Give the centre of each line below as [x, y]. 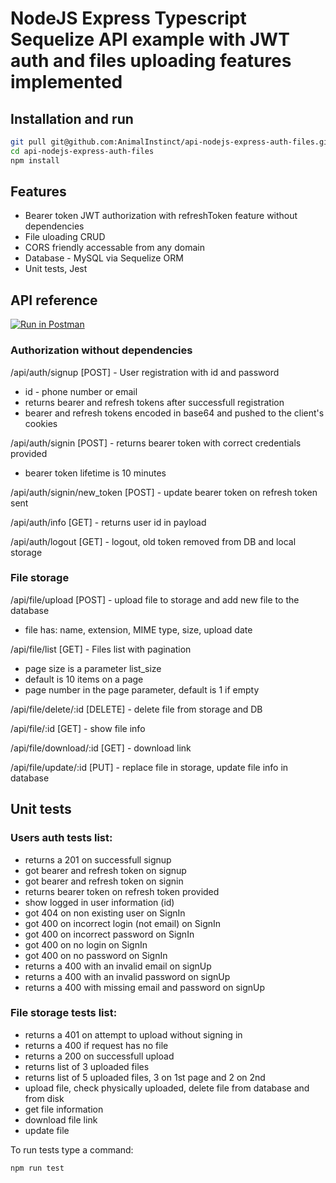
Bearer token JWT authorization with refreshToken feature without [161, 216]
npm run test [37, 1168]
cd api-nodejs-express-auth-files [82, 151]
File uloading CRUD [65, 237]
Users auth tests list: [61, 838]
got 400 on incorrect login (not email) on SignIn [123, 923]
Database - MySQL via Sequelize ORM [104, 258]
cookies [41, 423]
